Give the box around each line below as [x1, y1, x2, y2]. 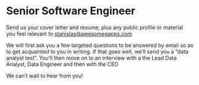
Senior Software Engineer [6, 4, 135, 18]
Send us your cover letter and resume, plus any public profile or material [6, 24, 183, 31]
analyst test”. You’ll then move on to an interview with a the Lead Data [6, 54, 177, 61]
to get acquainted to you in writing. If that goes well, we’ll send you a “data [6, 48, 189, 55]
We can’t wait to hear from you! [6, 72, 83, 79]
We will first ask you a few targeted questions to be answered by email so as [6, 42, 194, 49]
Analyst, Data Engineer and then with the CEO [6, 61, 119, 68]
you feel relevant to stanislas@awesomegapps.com [6, 30, 132, 37]
